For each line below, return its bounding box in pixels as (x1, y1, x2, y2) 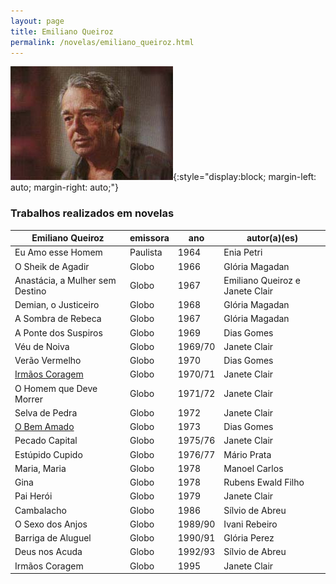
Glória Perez (223, 532, 275, 544)
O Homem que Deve (14, 382, 98, 394)
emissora (129, 232, 170, 244)
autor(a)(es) (246, 232, 299, 244)
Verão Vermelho (14, 355, 82, 367)
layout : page (10, 16, 65, 26)
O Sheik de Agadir (14, 260, 90, 272)
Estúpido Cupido (14, 448, 83, 460)
